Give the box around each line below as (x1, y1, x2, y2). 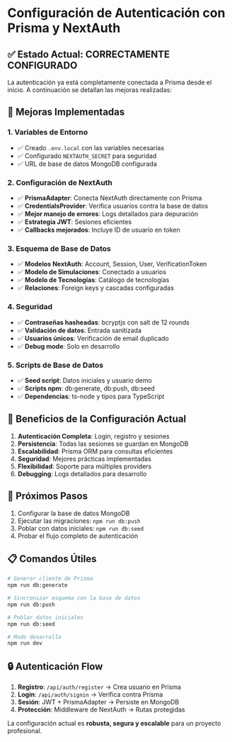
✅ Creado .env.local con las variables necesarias (17, 143, 165, 152)
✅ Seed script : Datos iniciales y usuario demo (17, 376, 152, 384)
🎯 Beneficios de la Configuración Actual (7, 413, 186, 425)
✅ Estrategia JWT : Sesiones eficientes (17, 218, 132, 226)
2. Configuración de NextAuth (7, 177, 113, 187)
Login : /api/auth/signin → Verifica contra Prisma (17, 690, 163, 699)
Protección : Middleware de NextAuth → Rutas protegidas (17, 705, 185, 714)
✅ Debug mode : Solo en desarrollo (17, 342, 120, 350)
